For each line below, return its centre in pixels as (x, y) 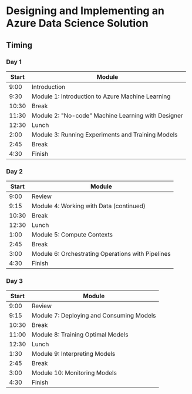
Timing (19, 45)
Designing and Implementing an (85, 11)
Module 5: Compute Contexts (72, 235)
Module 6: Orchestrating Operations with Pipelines (101, 254)
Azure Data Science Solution (77, 23)
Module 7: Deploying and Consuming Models (94, 316)
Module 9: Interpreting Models (73, 354)
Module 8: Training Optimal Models (80, 335)
